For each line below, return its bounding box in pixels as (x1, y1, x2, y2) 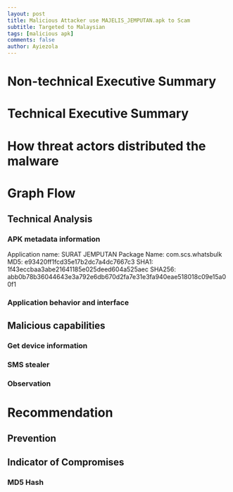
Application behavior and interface (7, 297, 129, 307)
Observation (7, 379, 51, 388)
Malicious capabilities (7, 319, 106, 331)
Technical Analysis (7, 213, 93, 226)
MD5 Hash (7, 477, 44, 487)
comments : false (7, 37, 55, 44)
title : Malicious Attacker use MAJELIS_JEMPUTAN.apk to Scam (7, 17, 191, 24)
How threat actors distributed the (7, 138, 206, 154)
